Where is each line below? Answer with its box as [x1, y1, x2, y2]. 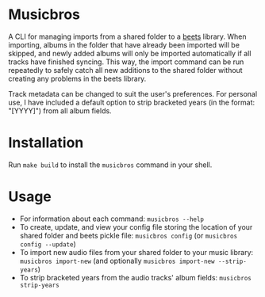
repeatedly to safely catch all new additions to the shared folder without [8, 65, 244, 74]
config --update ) [19, 239, 77, 249]
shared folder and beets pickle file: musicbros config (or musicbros [19, 230, 238, 240]
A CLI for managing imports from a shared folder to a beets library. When [8, 32, 248, 41]
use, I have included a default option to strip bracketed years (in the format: [8, 97, 255, 107]
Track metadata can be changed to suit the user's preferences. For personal [8, 89, 258, 98]
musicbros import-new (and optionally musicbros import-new [19, 256, 215, 265]
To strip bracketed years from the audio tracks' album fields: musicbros [19, 272, 252, 282]
